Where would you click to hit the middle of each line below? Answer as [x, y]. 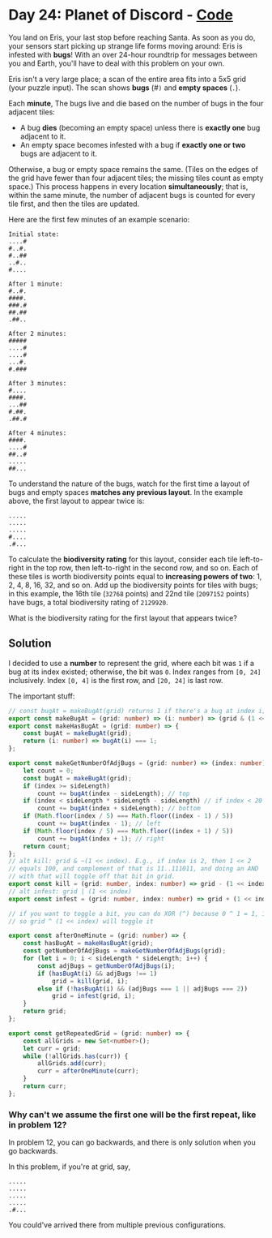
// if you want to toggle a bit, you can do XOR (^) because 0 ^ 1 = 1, [134, 913]
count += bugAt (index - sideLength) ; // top [114, 793]
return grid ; [45, 1012]
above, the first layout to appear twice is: [76, 501]
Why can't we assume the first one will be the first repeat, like [132, 1115]
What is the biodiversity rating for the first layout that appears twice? [123, 617]
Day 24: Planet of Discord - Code [121, 15]
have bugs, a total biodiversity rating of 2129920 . [88, 602]
